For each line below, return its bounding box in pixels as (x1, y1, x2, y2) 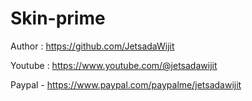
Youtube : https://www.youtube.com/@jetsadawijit (10, 59, 218, 71)
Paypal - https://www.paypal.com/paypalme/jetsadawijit (10, 78, 242, 91)
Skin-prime (10, 7, 106, 30)
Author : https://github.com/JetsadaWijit (10, 40, 175, 52)
